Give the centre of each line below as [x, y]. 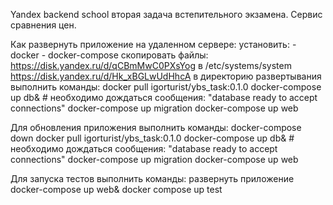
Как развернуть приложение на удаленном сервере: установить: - [153, 44]
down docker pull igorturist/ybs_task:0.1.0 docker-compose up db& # [152, 138]
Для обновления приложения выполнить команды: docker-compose [156, 127]
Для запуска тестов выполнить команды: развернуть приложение [152, 178]
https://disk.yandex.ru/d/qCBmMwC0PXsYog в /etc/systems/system [151, 65]
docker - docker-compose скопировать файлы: [109, 55]
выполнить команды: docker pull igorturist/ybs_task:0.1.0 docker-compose [166, 87]
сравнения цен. [43, 25]
